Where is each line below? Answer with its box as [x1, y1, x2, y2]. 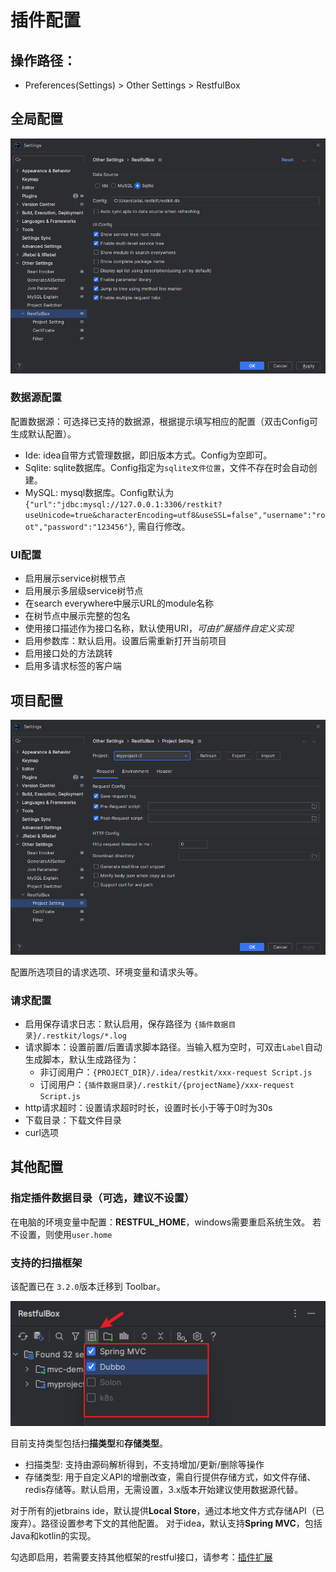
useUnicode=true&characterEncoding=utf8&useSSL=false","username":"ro [24, 510, 326, 520]
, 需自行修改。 [132, 520, 191, 532]
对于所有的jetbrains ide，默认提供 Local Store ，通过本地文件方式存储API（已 [10, 1505, 325, 1517]
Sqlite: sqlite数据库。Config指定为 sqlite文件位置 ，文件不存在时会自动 [24, 461, 309, 473]
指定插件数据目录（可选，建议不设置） [10, 1191, 195, 1205]
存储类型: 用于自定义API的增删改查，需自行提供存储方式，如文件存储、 [24, 1471, 317, 1483]
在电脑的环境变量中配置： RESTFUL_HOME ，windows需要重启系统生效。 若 [10, 1216, 322, 1228]
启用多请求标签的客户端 [24, 660, 122, 672]
